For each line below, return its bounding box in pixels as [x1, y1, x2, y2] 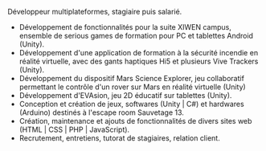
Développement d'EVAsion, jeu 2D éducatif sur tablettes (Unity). [18, 91, 232, 100]
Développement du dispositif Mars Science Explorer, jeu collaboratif [18, 74, 244, 83]
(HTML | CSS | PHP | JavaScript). [18, 124, 130, 134]
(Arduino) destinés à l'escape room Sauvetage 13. [18, 108, 184, 117]
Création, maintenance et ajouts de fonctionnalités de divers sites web [18, 116, 252, 125]
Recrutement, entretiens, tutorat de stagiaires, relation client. [18, 133, 220, 143]
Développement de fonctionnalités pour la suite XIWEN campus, [18, 22, 232, 31]
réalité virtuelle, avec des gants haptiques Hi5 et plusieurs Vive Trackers [18, 56, 259, 66]
